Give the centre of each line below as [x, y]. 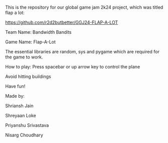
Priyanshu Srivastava [27, 125]
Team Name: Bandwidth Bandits [38, 32]
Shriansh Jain [19, 106]
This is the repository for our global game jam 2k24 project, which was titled [84, 7]
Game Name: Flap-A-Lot [31, 42]
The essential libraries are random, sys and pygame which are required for [82, 52]
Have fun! [15, 86]
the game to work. [24, 57]
